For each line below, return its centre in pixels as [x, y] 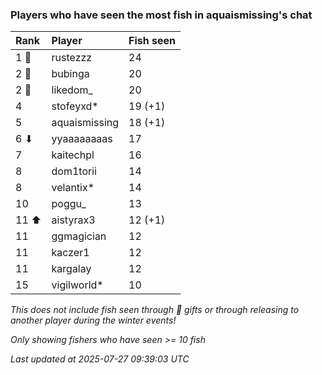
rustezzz [72, 58]
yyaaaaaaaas [82, 139]
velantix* [73, 188]
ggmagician [79, 236]
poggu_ [69, 204]
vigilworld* [77, 285]
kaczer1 [70, 253]
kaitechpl [73, 155]
